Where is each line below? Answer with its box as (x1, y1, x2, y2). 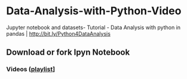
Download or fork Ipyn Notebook (6, 48, 130, 58)
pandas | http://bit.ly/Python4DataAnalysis (6, 30, 111, 37)
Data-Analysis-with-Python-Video (6, 4, 182, 18)
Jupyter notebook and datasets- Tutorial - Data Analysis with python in (6, 24, 181, 31)
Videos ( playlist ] (6, 65, 56, 74)
